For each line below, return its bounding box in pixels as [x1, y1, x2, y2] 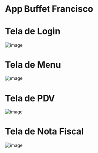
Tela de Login [5, 26, 61, 37]
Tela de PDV [5, 93, 55, 104]
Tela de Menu [5, 59, 61, 71]
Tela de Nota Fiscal [5, 126, 84, 137]
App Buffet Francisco [5, 3, 93, 15]
